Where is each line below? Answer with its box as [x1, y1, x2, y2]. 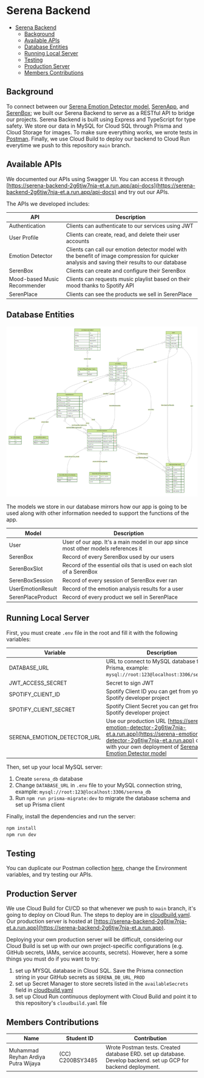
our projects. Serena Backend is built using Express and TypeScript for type [6, 116, 196, 123]
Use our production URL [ [106, 717, 170, 725]
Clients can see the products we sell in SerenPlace [66, 290, 192, 298]
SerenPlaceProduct [8, 593, 58, 601]
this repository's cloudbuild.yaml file [15, 1000, 107, 1007]
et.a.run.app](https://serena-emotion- [106, 730, 203, 738]
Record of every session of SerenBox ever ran [62, 576, 177, 584]
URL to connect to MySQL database [106, 658, 195, 665]
